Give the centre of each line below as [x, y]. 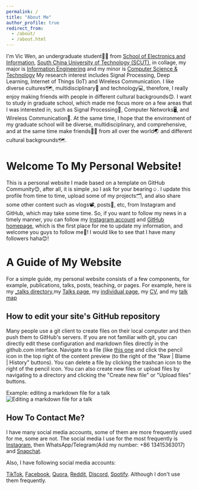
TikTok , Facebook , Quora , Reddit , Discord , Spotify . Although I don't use [93, 474]
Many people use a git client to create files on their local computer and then [98, 331]
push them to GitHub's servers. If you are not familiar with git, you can [92, 337]
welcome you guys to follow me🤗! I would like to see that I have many [91, 232]
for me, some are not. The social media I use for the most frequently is [92, 438]
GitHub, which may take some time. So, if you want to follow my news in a [96, 213]
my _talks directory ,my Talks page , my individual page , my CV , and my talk [97, 291]
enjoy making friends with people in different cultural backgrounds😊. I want [99, 97]
